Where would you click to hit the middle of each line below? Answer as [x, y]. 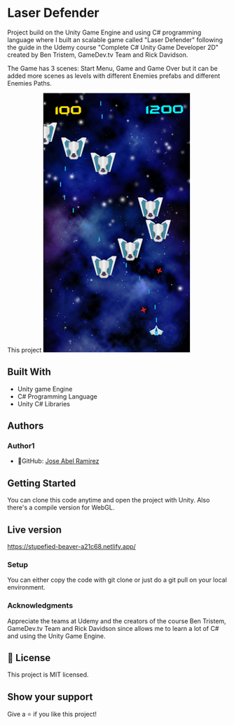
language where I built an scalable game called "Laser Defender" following [115, 39]
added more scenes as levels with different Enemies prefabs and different [114, 76]
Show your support [50, 697]
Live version [34, 530]
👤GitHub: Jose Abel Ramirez [58, 461]
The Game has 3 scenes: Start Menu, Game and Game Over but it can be [113, 68]
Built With [29, 372]
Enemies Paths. [30, 83]
